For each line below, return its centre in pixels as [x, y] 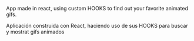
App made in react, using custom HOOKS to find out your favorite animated [97, 8]
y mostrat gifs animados [35, 32]
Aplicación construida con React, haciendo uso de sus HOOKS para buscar [97, 26]
